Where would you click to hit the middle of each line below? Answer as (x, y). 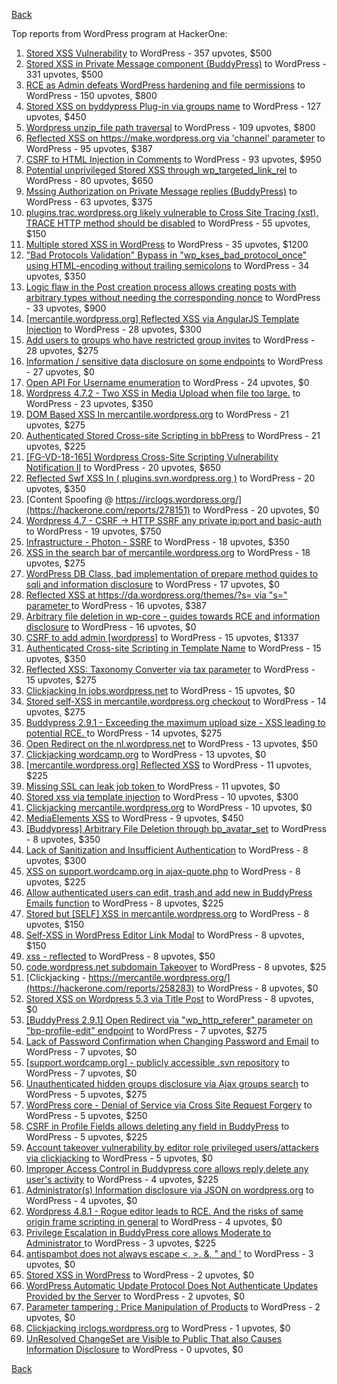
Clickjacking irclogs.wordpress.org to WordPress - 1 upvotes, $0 (158, 1328)
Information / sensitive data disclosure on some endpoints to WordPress (174, 361)
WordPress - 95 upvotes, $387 (89, 148)
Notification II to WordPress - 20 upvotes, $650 (123, 467)
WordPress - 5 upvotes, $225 (86, 1137)
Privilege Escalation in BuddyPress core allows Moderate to (148, 1232)
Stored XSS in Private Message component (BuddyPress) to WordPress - (176, 63)
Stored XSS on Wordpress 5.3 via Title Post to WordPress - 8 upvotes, (170, 998)
